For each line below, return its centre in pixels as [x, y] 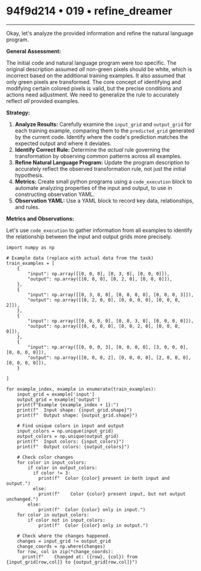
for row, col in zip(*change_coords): [65, 552]
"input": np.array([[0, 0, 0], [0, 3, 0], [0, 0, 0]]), [99, 274]
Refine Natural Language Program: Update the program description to [102, 162]
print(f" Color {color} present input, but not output [112, 494]
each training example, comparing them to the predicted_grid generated [104, 131]
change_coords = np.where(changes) [61, 546]
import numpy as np [31, 247]
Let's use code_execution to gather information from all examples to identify [99, 230]
